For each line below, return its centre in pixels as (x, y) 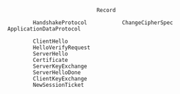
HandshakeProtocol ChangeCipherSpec (103, 23)
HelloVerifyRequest (62, 48)
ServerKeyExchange (60, 66)
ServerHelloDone (57, 73)
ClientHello (51, 41)
